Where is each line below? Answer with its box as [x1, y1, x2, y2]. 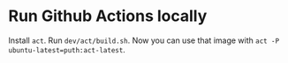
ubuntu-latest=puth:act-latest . [8, 44, 125, 54]
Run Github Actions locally [8, 6, 208, 26]
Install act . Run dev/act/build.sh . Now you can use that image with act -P [8, 35, 280, 45]
